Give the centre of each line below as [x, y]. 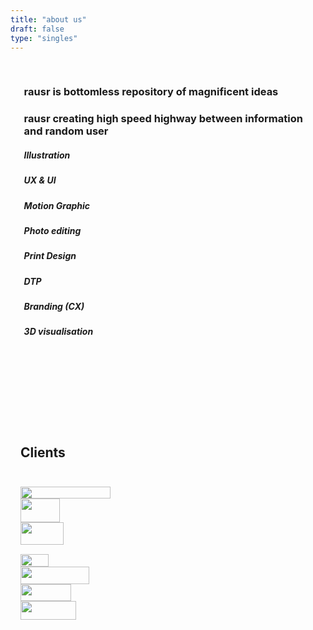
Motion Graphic [57, 205]
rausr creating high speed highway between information [163, 119]
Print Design [50, 256]
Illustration [47, 155]
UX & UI [40, 180]
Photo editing [52, 230]
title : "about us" [48, 19]
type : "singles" [44, 38]
